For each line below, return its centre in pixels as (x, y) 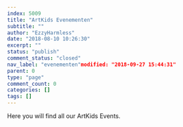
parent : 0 (21, 71)
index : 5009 (24, 13)
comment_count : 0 (32, 84)
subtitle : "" (26, 26)
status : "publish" (33, 52)
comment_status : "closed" (44, 58)
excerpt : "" (24, 45)
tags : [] (20, 97)
